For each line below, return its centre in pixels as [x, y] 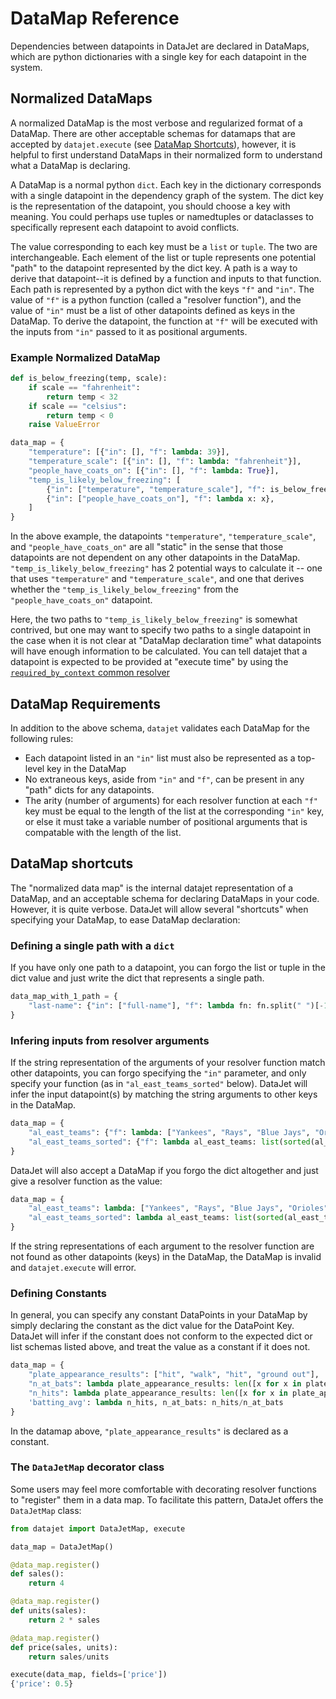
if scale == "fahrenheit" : [84, 387]
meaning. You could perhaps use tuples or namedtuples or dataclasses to [162, 216]
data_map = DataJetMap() [62, 1547]
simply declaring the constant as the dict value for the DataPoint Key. [152, 1326]
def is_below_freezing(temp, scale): [89, 378]
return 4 [46, 1583]
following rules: [42, 738]
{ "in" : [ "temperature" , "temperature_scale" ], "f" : [156, 489]
